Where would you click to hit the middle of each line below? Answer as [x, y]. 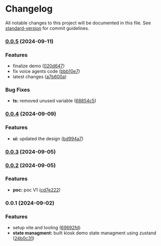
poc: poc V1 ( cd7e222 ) [37, 190]
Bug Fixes [18, 90]
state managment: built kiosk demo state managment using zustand [84, 233]
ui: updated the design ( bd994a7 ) [48, 138]
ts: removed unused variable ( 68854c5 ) [54, 101]
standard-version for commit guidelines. [47, 28]
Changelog [29, 9]
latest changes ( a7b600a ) [40, 77]
